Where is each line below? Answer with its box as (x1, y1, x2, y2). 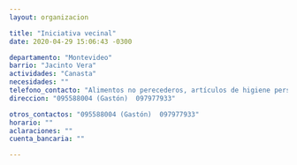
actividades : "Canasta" (9, 70, 97, 79)
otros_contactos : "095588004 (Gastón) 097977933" (9, 109, 200, 119)
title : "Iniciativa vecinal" (9, 28, 117, 38)
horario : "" (9, 118, 53, 127)
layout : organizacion (9, 12, 89, 22)
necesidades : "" (9, 78, 69, 86)
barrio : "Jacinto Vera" (9, 61, 97, 71)
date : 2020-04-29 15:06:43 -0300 (9, 37, 133, 46)
